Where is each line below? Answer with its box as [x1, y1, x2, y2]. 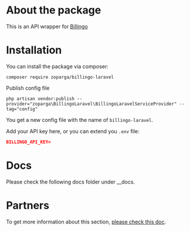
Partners [6, 199, 50, 212]
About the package [6, 4, 101, 17]
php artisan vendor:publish [6, 96, 75, 101]
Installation [6, 43, 62, 57]
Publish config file [6, 84, 50, 91]
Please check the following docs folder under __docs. [6, 178, 135, 185]
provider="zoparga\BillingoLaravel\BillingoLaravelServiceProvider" [6, 101, 177, 107]
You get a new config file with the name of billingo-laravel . [6, 116, 154, 123]
